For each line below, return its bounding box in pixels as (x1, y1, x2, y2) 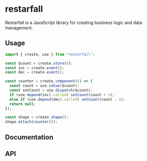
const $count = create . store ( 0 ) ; (5, 61, 73, 66)
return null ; (9, 101, 36, 106)
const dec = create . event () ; (5, 70, 64, 75)
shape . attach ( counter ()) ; (5, 119, 58, 124)
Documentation (5, 133, 54, 141)
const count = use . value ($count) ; (9, 83, 80, 89)
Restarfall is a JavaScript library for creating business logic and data (5, 20, 143, 25)
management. (5, 24, 33, 30)
